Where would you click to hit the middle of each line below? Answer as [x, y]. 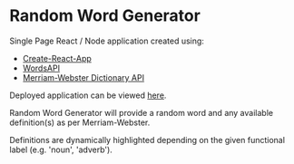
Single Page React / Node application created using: [107, 41]
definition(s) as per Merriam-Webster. [80, 122]
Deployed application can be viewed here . [88, 95]
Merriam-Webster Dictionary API [83, 77]
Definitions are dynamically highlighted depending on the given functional [147, 140]
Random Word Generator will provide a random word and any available [142, 112]
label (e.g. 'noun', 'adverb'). [61, 150]
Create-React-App [57, 58]
